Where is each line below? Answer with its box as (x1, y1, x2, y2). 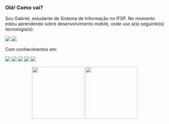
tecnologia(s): (5, 26, 34, 32)
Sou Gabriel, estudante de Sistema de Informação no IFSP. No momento (5, 16, 155, 22)
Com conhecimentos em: (5, 46, 58, 52)
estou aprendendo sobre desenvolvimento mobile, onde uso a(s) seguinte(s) (5, 21, 164, 27)
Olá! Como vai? (5, 4, 43, 11)
